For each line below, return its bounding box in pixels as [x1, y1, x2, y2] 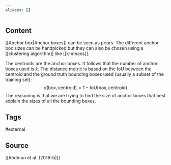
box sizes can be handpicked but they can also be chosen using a [5, 45, 144, 51]
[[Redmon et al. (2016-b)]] [5, 155, 60, 161]
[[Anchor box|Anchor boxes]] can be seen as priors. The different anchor [5, 40, 159, 46]
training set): [5, 77, 32, 83]
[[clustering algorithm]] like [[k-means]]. [5, 50, 90, 57]
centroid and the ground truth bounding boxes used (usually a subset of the [5, 71, 164, 77]
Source [5, 141, 29, 150]
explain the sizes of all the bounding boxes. [5, 98, 96, 104]
